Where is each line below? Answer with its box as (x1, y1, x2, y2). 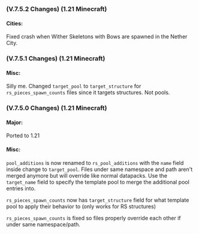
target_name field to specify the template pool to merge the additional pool (6, 178, 190, 185)
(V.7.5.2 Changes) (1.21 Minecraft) (6, 5, 107, 13)
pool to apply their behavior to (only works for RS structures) (6, 203, 156, 210)
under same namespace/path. (6, 221, 81, 228)
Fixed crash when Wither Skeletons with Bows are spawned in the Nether (6, 33, 188, 40)
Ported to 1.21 (6, 132, 40, 139)
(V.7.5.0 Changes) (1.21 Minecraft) (6, 104, 107, 112)
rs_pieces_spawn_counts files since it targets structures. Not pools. (6, 89, 170, 96)
